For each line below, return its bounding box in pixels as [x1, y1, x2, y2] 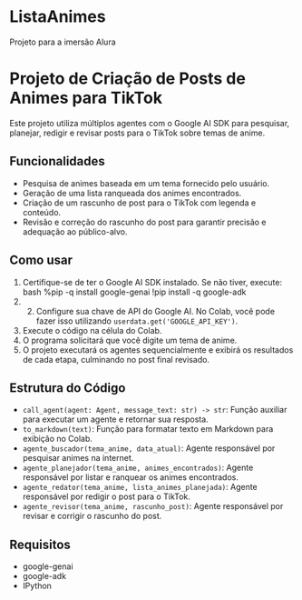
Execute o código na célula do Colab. [22, 325, 162, 335]
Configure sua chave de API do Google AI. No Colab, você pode [35, 305, 275, 316]
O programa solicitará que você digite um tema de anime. [22, 335, 238, 345]
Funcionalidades [9, 154, 106, 169]
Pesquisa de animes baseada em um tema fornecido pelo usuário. [22, 177, 270, 188]
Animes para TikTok [9, 88, 163, 108]
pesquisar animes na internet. [22, 453, 134, 464]
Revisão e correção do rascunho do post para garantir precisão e [22, 216, 267, 227]
